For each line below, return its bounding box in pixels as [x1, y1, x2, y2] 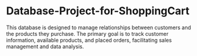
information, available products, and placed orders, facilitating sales [6, 36, 172, 43]
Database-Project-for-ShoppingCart [6, 4, 190, 18]
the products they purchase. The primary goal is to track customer [6, 30, 169, 37]
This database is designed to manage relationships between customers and [6, 24, 192, 31]
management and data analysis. [6, 43, 84, 50]
